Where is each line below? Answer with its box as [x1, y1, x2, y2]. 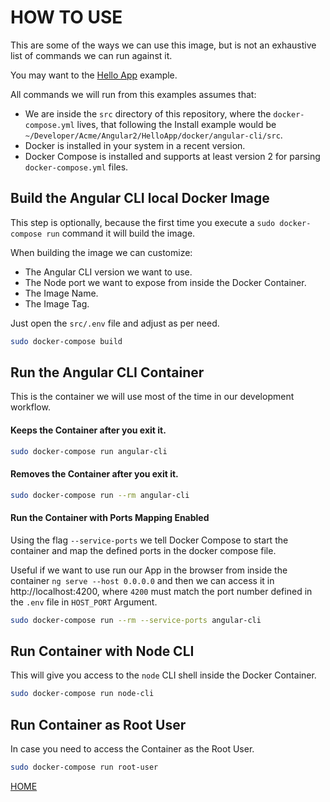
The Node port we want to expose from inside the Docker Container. [24, 276, 307, 288]
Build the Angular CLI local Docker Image [10, 190, 270, 207]
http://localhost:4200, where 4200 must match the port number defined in [10, 585, 313, 597]
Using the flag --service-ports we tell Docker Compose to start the [10, 534, 289, 546]
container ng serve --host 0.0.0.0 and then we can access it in [10, 574, 275, 586]
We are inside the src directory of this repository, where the [24, 107, 272, 120]
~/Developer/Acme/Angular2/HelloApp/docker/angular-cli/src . [24, 129, 283, 141]
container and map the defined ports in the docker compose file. [10, 544, 277, 556]
